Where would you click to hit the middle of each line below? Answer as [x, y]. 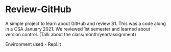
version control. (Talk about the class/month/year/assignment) [71, 34]
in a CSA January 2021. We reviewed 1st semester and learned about [78, 29]
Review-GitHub [38, 9]
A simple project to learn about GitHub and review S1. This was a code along [86, 23]
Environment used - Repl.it [33, 44]
